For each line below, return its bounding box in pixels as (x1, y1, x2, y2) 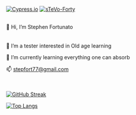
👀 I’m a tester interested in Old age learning (6, 42, 112, 49)
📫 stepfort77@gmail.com (6, 66, 69, 72)
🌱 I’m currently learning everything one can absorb (6, 54, 130, 60)
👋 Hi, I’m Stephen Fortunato (6, 24, 73, 30)
